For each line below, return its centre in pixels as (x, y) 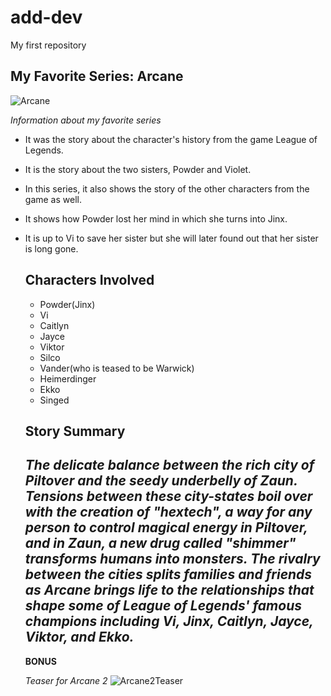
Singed (54, 400)
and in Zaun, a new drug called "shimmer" (160, 543)
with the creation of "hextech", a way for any (168, 512)
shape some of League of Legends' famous (163, 606)
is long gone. (51, 248)
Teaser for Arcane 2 (66, 680)
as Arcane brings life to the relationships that (169, 590)
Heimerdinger (68, 378)
